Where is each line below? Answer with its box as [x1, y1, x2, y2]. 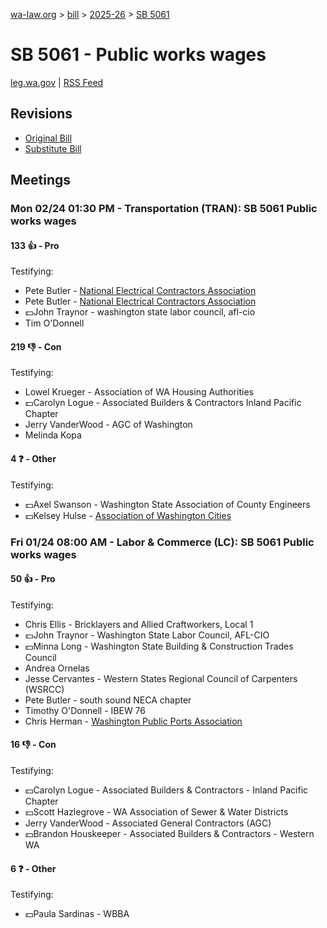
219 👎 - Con [10, 340, 62, 353]
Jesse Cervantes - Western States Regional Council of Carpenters [24, 672, 298, 684]
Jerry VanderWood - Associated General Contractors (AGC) [24, 817, 272, 829]
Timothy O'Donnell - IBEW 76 [24, 704, 146, 716]
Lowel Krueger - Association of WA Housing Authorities [24, 386, 254, 398]
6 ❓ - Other [10, 862, 57, 874]
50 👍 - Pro [10, 573, 56, 585]
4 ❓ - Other [10, 453, 57, 465]
